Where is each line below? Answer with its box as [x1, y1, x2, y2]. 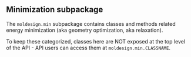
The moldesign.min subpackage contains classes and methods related [6, 20, 176, 27]
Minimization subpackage [6, 5, 103, 15]
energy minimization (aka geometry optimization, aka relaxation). [6, 26, 163, 33]
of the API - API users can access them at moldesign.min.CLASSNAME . [6, 44, 171, 51]
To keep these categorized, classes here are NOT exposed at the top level [6, 38, 186, 45]
